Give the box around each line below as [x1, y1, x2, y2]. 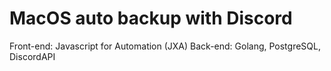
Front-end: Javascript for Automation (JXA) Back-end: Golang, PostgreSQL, [9, 40, 321, 52]
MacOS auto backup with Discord [9, 7, 293, 30]
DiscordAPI [9, 50, 56, 62]
